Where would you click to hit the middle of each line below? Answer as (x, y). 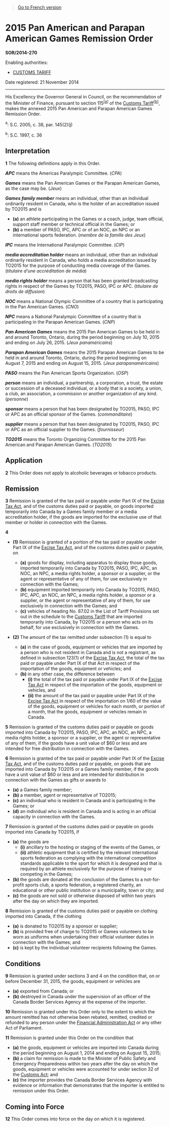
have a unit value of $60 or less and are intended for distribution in (75, 775)
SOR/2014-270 (21, 52)
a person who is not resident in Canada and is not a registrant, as (88, 653)
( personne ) (17, 399)
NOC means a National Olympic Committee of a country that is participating (84, 301)
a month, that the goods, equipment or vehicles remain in (87, 712)
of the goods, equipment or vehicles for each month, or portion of (96, 706)
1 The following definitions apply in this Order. (53, 163)
